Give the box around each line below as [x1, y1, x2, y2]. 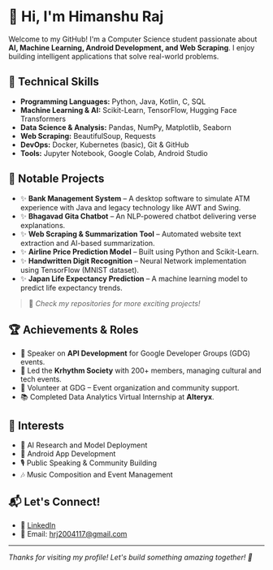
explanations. [19, 220, 66, 230]
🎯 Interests [8, 418, 65, 433]
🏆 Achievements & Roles [8, 322, 139, 336]
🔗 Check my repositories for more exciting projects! [28, 298, 201, 308]
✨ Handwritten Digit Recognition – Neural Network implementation [19, 256, 247, 266]
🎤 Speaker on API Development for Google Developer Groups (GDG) [19, 348, 250, 358]
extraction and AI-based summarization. [19, 238, 156, 248]
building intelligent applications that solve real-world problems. [8, 51, 219, 61]
